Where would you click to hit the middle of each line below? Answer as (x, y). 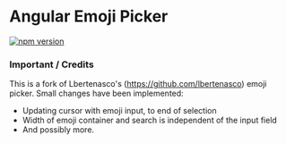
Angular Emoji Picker (89, 17)
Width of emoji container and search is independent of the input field (150, 120)
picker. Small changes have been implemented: (96, 93)
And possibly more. (58, 130)
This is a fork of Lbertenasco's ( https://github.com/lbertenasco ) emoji (138, 84)
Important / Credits (52, 64)
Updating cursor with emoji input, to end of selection (119, 111)
